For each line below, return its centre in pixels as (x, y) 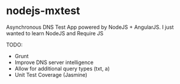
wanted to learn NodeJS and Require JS (55, 33)
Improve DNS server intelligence (54, 62)
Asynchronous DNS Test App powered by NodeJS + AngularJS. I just (90, 27)
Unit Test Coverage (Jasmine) (51, 75)
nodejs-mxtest (43, 11)
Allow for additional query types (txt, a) (62, 68)
